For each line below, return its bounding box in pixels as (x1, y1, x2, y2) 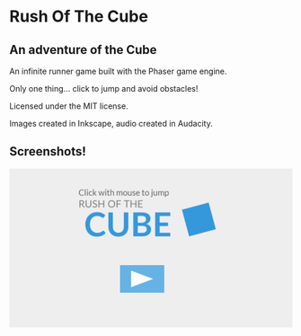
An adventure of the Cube (9, 42, 157, 57)
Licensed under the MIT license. (9, 101, 128, 111)
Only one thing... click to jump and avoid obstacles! (9, 84, 199, 93)
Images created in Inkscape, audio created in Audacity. (9, 119, 213, 128)
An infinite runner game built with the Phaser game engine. (9, 66, 227, 76)
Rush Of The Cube (9, 6, 148, 27)
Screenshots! (9, 144, 87, 159)
